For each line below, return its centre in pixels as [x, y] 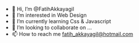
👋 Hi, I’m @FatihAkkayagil [43, 9]
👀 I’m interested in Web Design [49, 15]
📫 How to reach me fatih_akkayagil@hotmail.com [72, 34]
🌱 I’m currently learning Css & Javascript [61, 21]
